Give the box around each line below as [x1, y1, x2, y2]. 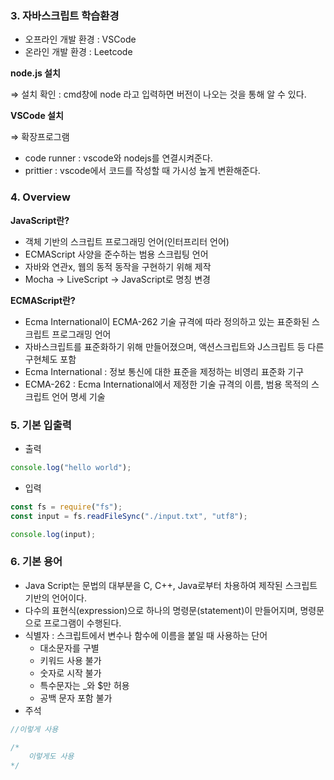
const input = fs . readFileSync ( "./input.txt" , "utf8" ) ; [10, 511, 248, 521]
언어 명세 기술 [51, 390, 106, 402]
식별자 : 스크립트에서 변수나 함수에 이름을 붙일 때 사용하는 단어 [24, 629, 268, 641]
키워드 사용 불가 [39, 654, 102, 666]
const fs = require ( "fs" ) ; [10, 502, 123, 512]
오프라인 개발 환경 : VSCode [24, 33, 137, 46]
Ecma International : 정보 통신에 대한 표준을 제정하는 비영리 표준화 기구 [24, 365, 305, 377]
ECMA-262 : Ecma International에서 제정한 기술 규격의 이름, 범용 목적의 [24, 378, 310, 390]
